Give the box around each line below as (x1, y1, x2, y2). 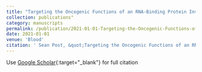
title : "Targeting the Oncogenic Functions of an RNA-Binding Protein (6, 8, 187, 15)
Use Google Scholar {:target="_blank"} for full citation (6, 58, 138, 66)
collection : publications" (6, 14, 74, 20)
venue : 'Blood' (6, 37, 44, 43)
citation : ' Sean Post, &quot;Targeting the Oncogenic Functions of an (6, 43, 189, 49)
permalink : (6, 25, 34, 32)
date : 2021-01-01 (6, 31, 50, 37)
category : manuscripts (6, 20, 63, 26)
